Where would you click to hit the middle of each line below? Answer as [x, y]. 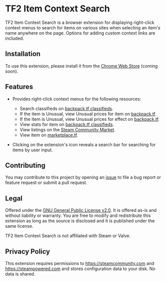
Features [19, 87]
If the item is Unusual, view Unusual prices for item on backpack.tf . [88, 114]
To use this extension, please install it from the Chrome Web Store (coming [82, 66]
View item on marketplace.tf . [49, 135]
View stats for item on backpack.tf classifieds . [67, 124]
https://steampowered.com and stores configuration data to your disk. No [80, 269]
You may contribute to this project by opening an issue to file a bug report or [83, 178]
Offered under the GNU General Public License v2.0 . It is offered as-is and [81, 210]
